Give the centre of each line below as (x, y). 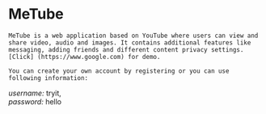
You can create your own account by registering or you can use (119, 71)
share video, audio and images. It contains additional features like (130, 42)
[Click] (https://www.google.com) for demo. (84, 57)
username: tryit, (35, 93)
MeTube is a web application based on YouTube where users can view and (133, 36)
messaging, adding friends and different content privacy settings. (126, 49)
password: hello (35, 101)
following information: (49, 78)
